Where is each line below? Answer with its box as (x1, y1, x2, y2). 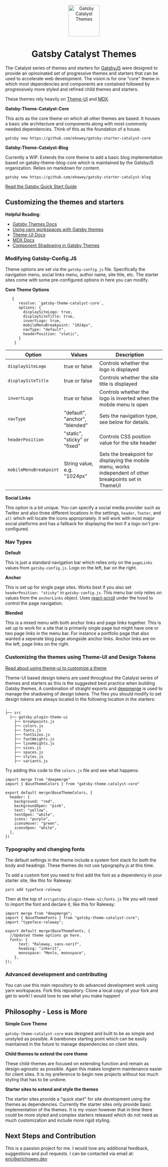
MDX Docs (12, 237, 35, 243)
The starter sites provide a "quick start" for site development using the (5, 1096, 150, 1102)
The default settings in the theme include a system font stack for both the (5, 857, 156, 863)
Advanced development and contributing (5, 971, 107, 978)
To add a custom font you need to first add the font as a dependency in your (5, 872, 162, 878)
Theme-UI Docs (12, 231, 46, 238)
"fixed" (63, 443, 80, 450)
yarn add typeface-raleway (5, 887, 61, 892)
